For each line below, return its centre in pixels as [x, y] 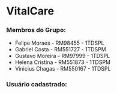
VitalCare [30, 11]
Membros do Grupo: [36, 30]
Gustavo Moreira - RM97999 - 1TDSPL [62, 56]
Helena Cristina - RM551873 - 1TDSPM [63, 62]
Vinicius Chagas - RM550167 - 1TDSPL [63, 69]
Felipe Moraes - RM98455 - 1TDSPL [59, 43]
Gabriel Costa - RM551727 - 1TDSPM [60, 50]
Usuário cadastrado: [37, 85]
